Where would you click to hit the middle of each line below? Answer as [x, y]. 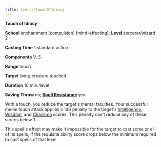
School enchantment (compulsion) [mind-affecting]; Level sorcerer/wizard [80, 33]
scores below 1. [21, 119]
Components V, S [23, 57]
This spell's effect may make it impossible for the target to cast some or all [80, 129]
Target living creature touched [36, 75]
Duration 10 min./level [27, 85]
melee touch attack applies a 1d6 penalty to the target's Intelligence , [74, 109]
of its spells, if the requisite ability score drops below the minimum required [81, 134]
